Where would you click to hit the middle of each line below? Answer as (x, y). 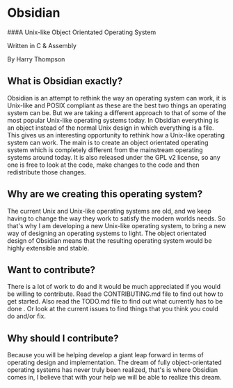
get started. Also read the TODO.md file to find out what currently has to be (115, 301)
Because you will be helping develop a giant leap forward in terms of (105, 355)
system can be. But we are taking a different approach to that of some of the (117, 112)
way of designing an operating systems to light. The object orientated (107, 233)
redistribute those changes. (47, 172)
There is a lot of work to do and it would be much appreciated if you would (114, 287)
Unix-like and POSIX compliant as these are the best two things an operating (117, 105)
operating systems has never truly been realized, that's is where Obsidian (112, 370)
